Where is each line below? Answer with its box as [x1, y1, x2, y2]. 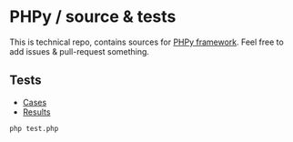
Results [22, 106, 51, 117]
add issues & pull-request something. [9, 46, 150, 56]
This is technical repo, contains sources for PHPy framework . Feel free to [9, 36, 284, 47]
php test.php [9, 124, 59, 133]
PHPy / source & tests [9, 6, 177, 27]
